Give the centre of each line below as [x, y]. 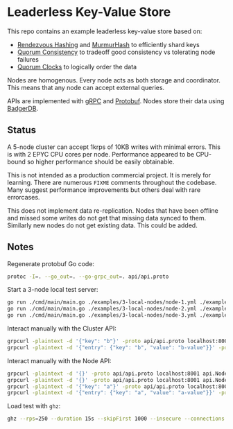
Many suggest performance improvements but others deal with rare [104, 190]
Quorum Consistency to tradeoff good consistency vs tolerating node [116, 52]
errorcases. [24, 197]
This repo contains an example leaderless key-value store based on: [105, 31]
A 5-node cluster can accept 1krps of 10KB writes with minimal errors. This [114, 147]
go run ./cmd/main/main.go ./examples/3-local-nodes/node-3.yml [102, 315]
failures [28, 59]
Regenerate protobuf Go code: [51, 263]
